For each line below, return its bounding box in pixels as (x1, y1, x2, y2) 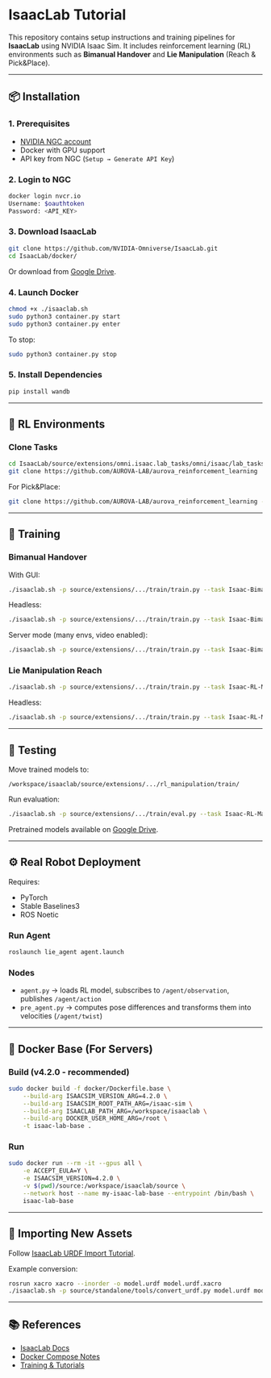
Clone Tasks (8, 441, 58, 452)
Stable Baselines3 (19, 901, 81, 910)
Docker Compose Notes (19, 1352, 101, 1362)
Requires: (8, 876, 40, 886)
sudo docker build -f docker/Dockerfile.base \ (8, 1084, 172, 1093)
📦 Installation (8, 90, 81, 104)
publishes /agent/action (19, 994, 102, 1004)
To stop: (8, 335, 36, 344)
